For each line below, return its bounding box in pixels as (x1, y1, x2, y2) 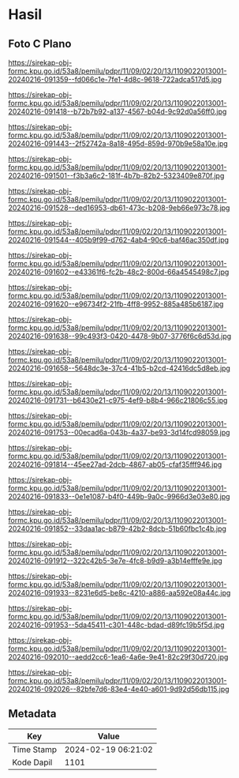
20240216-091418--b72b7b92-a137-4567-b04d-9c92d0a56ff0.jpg (8, 107, 227, 116)
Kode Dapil (12, 757, 53, 768)
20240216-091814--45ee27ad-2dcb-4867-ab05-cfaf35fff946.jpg (8, 460, 222, 469)
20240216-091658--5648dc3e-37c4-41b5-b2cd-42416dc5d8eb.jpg (8, 363, 231, 373)
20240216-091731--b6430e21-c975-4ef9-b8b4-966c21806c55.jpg (8, 396, 228, 404)
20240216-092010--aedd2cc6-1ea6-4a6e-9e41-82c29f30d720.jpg (8, 652, 229, 661)
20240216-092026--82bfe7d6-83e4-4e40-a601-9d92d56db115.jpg (8, 685, 230, 693)
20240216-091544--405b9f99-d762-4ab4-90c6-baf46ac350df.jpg (8, 235, 230, 244)
